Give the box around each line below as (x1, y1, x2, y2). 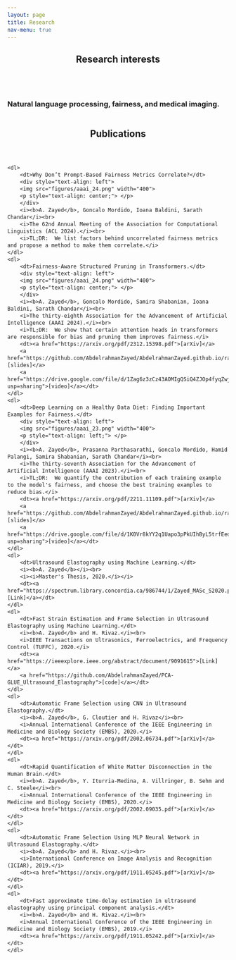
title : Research (7, 18, 55, 26)
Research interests (76, 53, 160, 65)
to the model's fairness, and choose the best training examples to (7, 481, 212, 489)
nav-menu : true (7, 26, 52, 33)
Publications (90, 128, 146, 140)
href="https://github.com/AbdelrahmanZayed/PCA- (29, 672, 174, 679)
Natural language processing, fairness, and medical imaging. (7, 99, 220, 109)
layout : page (7, 11, 46, 18)
